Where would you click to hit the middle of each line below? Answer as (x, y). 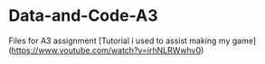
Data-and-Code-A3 (84, 16)
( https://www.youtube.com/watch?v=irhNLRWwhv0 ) (106, 50)
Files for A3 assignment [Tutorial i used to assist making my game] (132, 41)
